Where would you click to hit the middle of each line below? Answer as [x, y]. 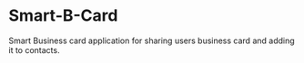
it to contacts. [34, 49]
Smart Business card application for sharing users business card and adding [152, 40]
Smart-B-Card [63, 16]
